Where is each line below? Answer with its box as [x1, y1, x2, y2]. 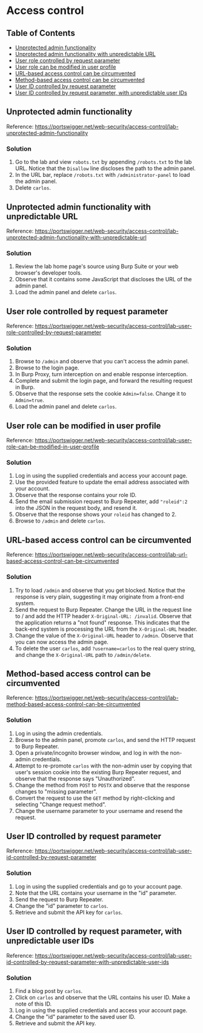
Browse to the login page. [15, 364, 80, 371]
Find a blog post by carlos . [15, 987, 83, 994]
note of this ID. [15, 1000, 52, 1007]
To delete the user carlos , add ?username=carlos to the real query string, [15, 645, 196, 652]
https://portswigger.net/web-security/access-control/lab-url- [35, 551, 188, 558]
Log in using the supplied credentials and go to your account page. [15, 882, 183, 890]
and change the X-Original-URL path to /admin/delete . [15, 651, 151, 658]
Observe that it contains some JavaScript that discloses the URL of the [15, 276, 192, 283]
